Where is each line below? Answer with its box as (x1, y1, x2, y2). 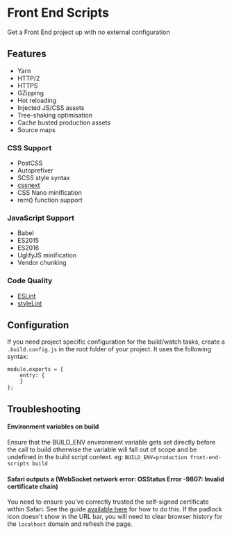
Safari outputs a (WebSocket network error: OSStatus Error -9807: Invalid (7, 474, 224, 483)
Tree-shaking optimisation (17, 111, 92, 119)
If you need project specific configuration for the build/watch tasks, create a (7, 337, 226, 346)
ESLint (17, 292, 36, 300)
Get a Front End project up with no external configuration (7, 28, 170, 36)
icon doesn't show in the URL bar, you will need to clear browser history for (7, 513, 223, 521)
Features (7, 48, 47, 60)
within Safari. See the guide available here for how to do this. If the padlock (7, 505, 222, 513)
